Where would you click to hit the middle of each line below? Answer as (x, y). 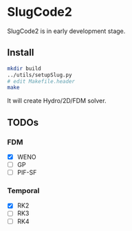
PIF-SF (27, 173)
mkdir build (24, 68)
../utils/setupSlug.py (40, 75)
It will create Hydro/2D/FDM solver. (57, 101)
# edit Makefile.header (41, 81)
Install (21, 53)
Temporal (23, 191)
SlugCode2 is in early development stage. (66, 31)
